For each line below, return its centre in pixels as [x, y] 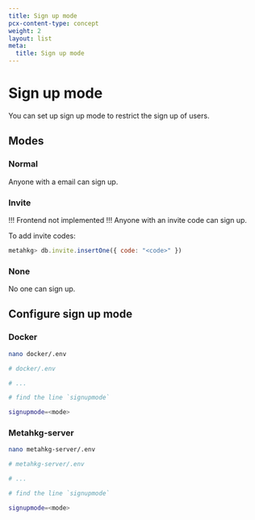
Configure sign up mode [71, 315]
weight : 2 [25, 31]
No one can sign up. [42, 289]
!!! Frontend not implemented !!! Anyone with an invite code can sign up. [128, 220]
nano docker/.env [38, 354]
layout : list [30, 38]
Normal [23, 164]
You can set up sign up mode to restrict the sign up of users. [109, 115]
